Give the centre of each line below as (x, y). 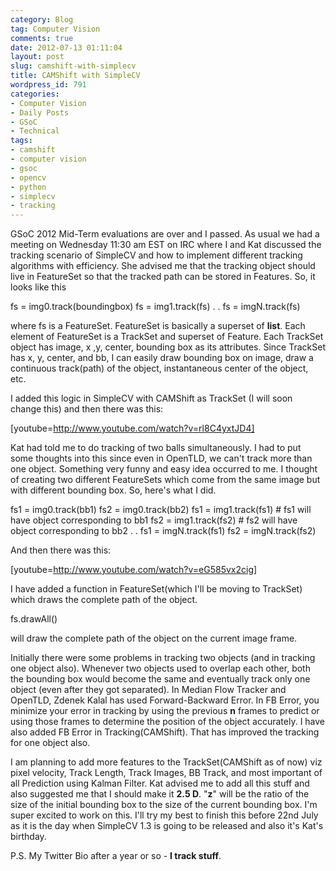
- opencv (28, 177)
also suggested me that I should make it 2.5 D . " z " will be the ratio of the (160, 794)
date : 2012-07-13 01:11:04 (66, 47)
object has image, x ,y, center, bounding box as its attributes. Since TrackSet (168, 347)
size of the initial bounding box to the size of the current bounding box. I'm (164, 805)
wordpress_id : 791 (48, 85)
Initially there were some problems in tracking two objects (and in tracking (163, 658)
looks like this (38, 287)
